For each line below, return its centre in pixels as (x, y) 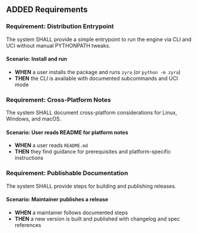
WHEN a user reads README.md (51, 145)
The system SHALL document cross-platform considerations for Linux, (92, 113)
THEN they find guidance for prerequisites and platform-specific (93, 152)
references (28, 225)
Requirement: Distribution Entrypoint (60, 26)
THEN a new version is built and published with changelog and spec (97, 219)
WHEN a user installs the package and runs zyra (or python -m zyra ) (98, 72)
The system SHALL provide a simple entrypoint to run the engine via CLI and (99, 39)
